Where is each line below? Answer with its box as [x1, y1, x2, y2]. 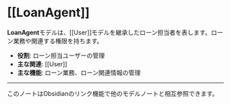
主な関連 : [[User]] [16, 60, 67, 68]
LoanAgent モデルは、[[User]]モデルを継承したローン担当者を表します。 [7, 28, 212, 36]
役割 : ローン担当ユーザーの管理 [16, 51, 105, 60]
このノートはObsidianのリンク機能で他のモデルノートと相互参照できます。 [7, 89, 219, 97]
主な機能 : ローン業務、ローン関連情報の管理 [16, 68, 141, 77]
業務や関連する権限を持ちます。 [12, 36, 103, 45]
